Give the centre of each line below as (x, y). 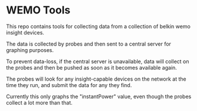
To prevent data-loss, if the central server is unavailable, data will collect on (98, 61)
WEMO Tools (38, 10)
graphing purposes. (30, 50)
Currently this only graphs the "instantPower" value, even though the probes (99, 96)
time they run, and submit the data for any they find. (69, 85)
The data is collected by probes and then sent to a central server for (89, 44)
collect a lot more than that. (39, 102)
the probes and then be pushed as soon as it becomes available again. (92, 67)
